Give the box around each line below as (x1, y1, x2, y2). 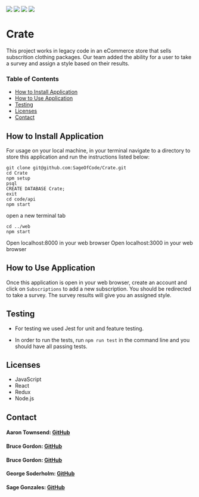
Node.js (14, 395, 35, 402)
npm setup (6, 175, 31, 182)
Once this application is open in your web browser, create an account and (6, 279, 187, 286)
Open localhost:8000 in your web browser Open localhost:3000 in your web (6, 239, 194, 246)
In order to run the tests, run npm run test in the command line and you (14, 336, 190, 343)
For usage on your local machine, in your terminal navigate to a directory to (6, 147, 191, 154)
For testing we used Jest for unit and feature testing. (14, 325, 144, 332)
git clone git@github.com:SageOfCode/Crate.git (6, 165, 127, 171)
